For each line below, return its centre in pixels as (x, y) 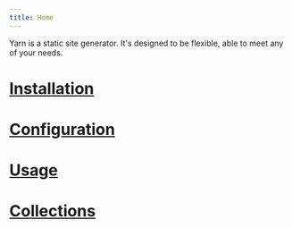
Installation (52, 88)
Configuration (63, 130)
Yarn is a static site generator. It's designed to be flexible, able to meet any (146, 43)
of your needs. (36, 52)
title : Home (31, 17)
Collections (53, 211)
